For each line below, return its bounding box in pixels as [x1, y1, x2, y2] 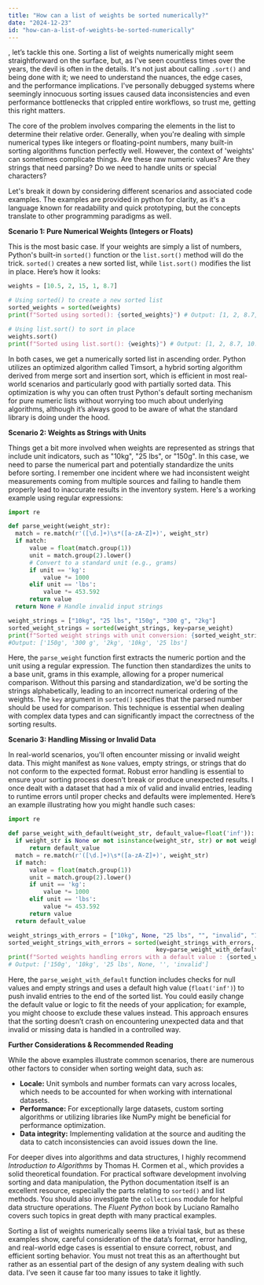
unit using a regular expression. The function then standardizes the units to [8, 661, 251, 671]
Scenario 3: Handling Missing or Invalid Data [8, 735, 156, 745]
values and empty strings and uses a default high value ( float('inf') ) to [8, 983, 245, 992]
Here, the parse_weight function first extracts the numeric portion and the [8, 653, 246, 662]
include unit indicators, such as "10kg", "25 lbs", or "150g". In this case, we [8, 451, 250, 460]
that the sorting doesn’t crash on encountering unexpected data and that [8, 1016, 244, 1026]
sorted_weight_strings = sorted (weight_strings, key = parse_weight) [8, 624, 234, 632]
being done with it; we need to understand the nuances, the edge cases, [8, 72, 243, 82]
